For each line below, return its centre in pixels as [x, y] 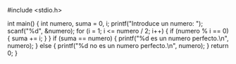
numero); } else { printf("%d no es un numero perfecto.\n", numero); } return [118, 46]
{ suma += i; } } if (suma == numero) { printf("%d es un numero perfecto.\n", [118, 38]
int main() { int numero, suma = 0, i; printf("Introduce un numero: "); [105, 23]
